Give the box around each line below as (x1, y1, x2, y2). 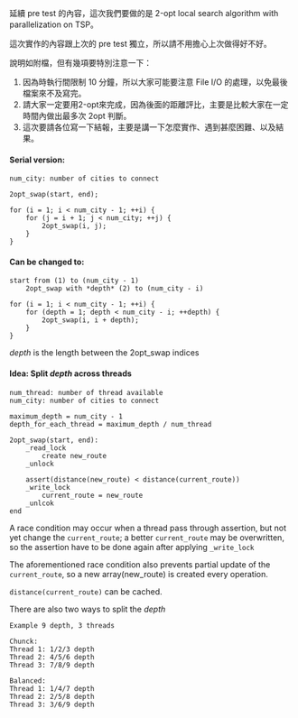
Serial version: (9, 154, 66, 165)
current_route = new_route (42, 491, 144, 500)
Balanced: (9, 676, 47, 686)
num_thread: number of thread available (9, 388, 164, 397)
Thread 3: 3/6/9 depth (9, 700, 95, 709)
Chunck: (9, 637, 39, 646)
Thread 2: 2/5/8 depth (9, 692, 95, 701)
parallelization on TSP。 (9, 19, 99, 30)
